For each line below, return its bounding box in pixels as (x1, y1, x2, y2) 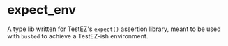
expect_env (7, 2, 77, 18)
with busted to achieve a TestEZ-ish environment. (7, 32, 149, 40)
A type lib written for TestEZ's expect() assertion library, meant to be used (7, 25, 221, 33)
